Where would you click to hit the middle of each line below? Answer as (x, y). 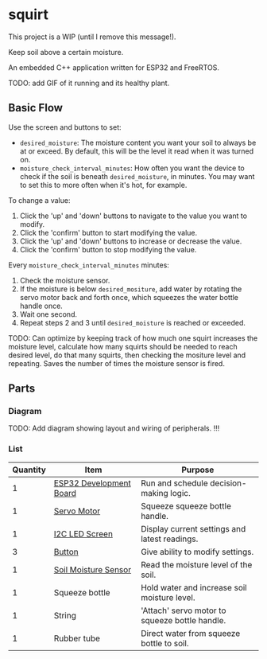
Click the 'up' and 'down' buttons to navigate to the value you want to (133, 216)
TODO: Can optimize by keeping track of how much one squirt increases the (133, 338)
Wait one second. (48, 314)
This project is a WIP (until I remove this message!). (92, 37)
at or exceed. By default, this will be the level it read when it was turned (137, 151)
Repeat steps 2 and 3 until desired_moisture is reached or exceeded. (133, 322)
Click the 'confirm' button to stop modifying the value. (108, 249)
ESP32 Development (92, 483)
